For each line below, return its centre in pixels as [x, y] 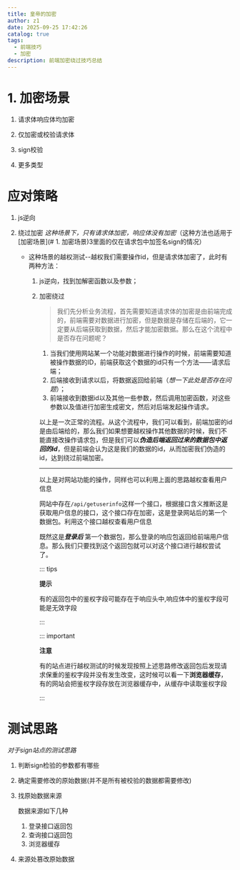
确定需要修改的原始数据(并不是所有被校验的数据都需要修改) [105, 780]
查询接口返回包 [50, 835]
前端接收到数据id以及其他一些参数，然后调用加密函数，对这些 [140, 398]
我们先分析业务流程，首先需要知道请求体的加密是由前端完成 [145, 311]
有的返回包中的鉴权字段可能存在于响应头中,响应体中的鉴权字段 [131, 599]
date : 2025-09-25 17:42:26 [47, 27]
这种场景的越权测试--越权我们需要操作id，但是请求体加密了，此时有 [128, 256]
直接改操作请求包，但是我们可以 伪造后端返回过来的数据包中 [133, 439]
